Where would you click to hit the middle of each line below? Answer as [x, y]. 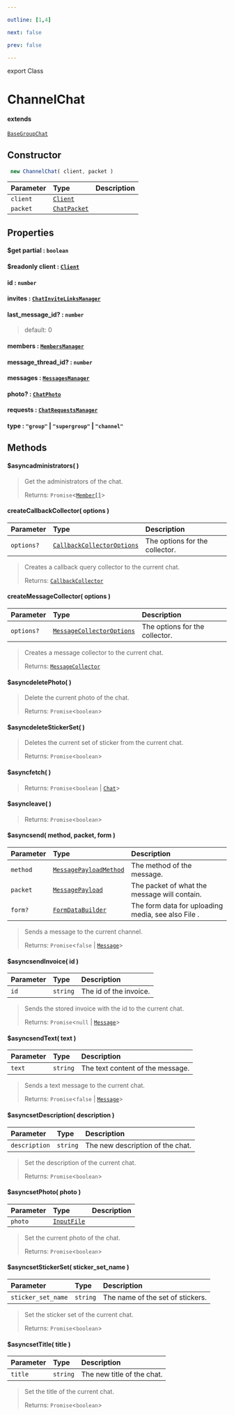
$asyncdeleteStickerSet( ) [46, 727]
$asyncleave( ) [30, 804]
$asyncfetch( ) [29, 772]
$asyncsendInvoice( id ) [43, 961]
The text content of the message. [135, 1068]
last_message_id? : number [46, 314]
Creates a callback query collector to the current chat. [102, 567]
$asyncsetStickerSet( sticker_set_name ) [68, 1267]
